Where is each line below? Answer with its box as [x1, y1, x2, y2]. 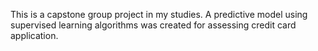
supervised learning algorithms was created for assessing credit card [10, 19, 297, 31]
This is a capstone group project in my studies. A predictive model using [10, 9, 308, 20]
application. [10, 30, 59, 41]
